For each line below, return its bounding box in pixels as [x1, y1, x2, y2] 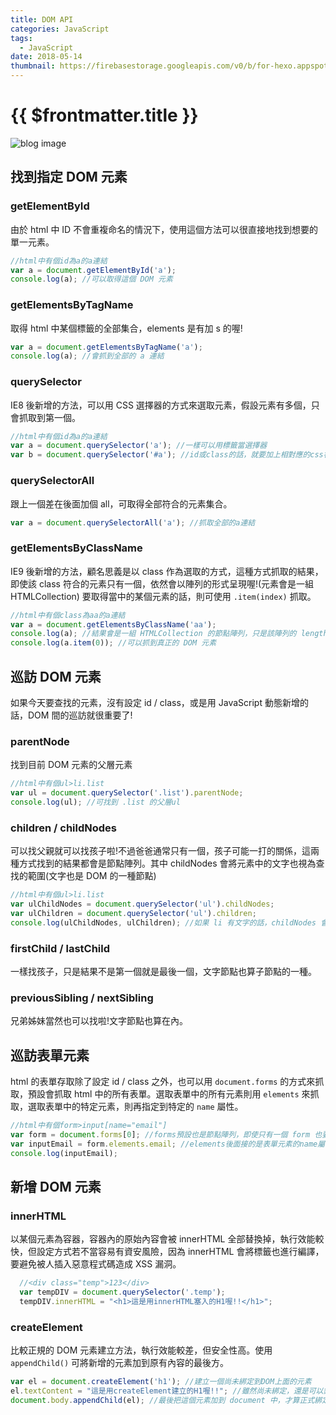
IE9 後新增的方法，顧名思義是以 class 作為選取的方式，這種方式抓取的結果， [10, 565, 324, 577]
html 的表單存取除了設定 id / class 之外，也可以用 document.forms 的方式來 [10, 1076, 316, 1088]
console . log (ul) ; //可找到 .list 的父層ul [10, 797, 181, 808]
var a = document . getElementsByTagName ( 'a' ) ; [10, 342, 203, 352]
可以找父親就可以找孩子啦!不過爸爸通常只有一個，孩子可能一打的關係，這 [10, 845, 312, 857]
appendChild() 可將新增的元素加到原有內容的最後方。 [10, 1357, 230, 1369]
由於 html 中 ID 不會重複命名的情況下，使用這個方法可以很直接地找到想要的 [10, 223, 319, 235]
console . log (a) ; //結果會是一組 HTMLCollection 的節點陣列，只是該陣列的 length [10, 629, 328, 639]
